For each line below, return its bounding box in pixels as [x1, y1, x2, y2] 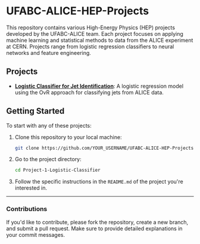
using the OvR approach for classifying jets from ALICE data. [14, 88, 164, 96]
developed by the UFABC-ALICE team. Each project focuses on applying [6, 30, 183, 37]
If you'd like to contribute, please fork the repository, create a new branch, [6, 218, 189, 226]
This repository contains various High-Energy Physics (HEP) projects [6, 24, 176, 31]
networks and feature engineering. [6, 49, 91, 56]
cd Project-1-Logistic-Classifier [14, 167, 101, 174]
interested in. [14, 184, 48, 192]
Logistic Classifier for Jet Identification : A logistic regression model [14, 82, 183, 89]
